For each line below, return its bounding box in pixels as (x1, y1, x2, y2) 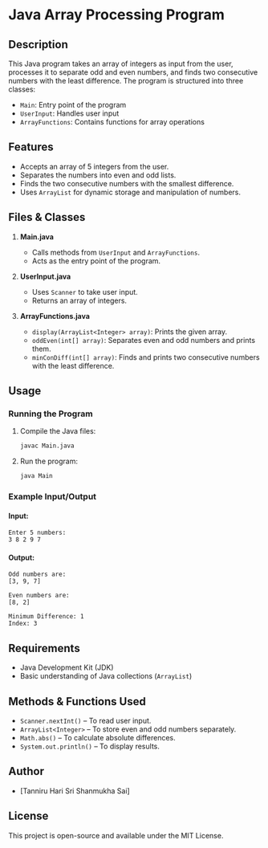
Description (8, 38, 68, 51)
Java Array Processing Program (8, 6, 225, 24)
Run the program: (19, 456, 79, 467)
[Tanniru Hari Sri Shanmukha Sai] (19, 785, 130, 796)
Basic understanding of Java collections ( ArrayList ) (19, 671, 193, 681)
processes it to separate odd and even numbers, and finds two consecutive (8, 67, 258, 77)
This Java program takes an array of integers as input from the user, (8, 59, 234, 68)
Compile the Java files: (19, 426, 96, 436)
